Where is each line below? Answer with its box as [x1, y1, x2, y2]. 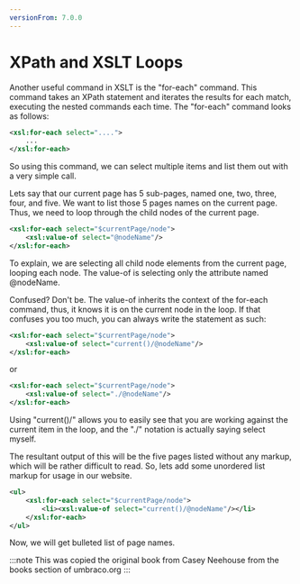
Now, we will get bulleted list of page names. [9, 537, 176, 548]
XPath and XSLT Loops [9, 51, 183, 72]
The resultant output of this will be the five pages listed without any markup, [9, 452, 293, 462]
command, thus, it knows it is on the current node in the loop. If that [9, 304, 261, 315]
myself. [9, 433, 37, 444]
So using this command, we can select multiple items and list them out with [9, 161, 288, 172]
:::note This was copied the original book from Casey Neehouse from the [9, 555, 279, 566]
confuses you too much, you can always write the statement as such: [9, 313, 267, 324]
